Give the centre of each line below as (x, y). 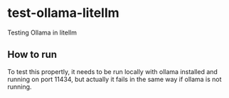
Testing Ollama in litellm (42, 32)
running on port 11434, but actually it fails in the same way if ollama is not (114, 79)
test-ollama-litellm (63, 13)
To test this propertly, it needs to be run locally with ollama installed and (113, 71)
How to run (32, 55)
